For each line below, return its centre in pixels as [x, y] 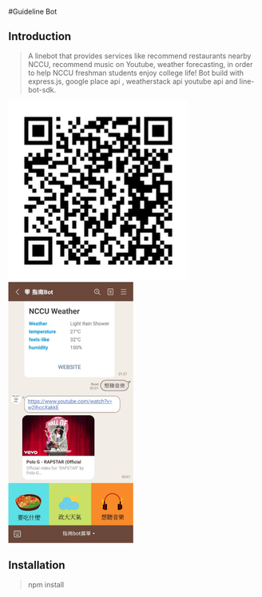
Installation [37, 565]
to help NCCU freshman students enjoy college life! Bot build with [136, 73]
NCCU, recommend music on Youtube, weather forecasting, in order [140, 64]
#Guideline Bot [33, 12]
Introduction [40, 36]
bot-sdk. [42, 89]
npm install [46, 584]
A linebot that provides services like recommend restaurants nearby [139, 56]
